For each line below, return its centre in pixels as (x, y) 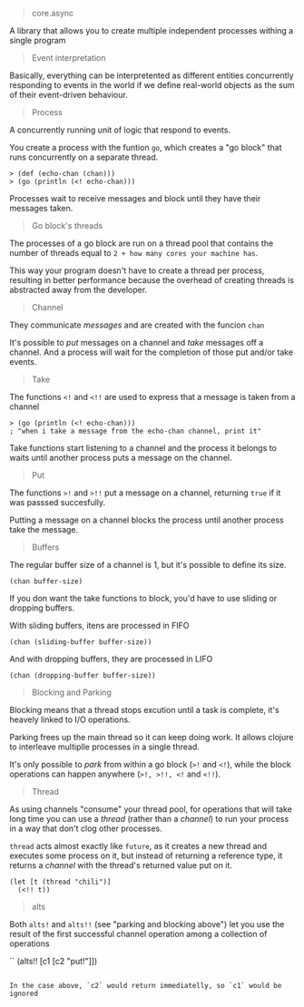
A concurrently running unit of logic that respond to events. (120, 130)
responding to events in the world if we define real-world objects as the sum (152, 85)
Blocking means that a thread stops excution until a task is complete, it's (144, 710)
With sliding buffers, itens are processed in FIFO (99, 626)
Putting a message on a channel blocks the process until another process (147, 520)
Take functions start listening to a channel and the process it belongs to (143, 448)
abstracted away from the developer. (78, 290)
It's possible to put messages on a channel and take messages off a (137, 342)
